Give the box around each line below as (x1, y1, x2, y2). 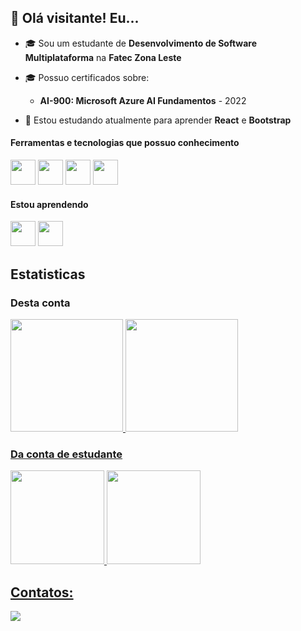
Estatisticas (10, 266, 86, 283)
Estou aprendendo (10, 198, 89, 210)
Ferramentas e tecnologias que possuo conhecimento (10, 137, 240, 149)
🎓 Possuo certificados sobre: (24, 71, 150, 83)
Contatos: (10, 584, 74, 601)
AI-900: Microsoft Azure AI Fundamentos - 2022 (39, 94, 247, 106)
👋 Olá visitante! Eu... (10, 10, 140, 27)
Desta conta (10, 296, 71, 310)
